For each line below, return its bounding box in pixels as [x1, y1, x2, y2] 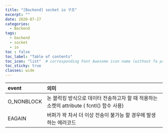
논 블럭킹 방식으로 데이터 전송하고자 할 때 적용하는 [46, 95, 158, 101]
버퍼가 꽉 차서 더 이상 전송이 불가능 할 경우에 [46, 111, 145, 118]
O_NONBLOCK [7, 98, 42, 105]
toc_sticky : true [5, 63, 41, 68]
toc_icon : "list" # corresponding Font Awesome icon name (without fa [5, 59, 157, 64]
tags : [5, 31, 16, 36]
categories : [5, 21, 30, 27]
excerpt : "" [5, 12, 30, 17]
